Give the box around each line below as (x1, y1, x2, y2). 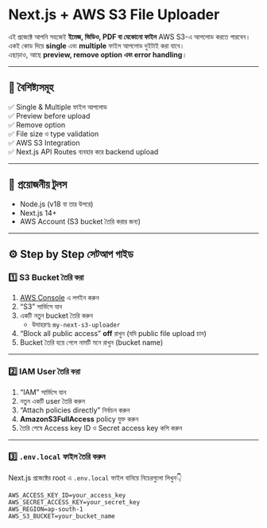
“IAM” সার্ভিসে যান (19, 387, 67, 397)
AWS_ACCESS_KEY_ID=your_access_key (8, 491, 126, 499)
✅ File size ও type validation (8, 129, 99, 139)
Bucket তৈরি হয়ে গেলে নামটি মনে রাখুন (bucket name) (19, 338, 164, 347)
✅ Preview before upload (8, 111, 91, 120)
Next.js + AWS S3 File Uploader (8, 6, 220, 24)
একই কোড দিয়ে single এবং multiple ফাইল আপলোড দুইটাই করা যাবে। (8, 41, 185, 50)
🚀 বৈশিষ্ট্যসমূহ (8, 81, 54, 95)
